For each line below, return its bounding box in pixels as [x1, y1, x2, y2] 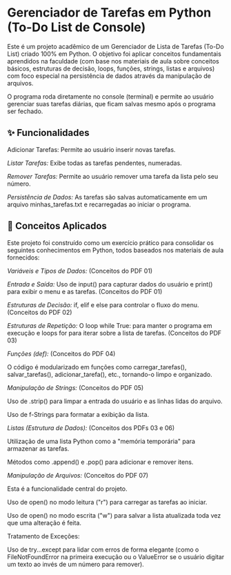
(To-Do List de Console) [7, 19, 146, 35]
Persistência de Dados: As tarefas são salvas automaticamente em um [7, 193, 208, 201]
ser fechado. [7, 107, 43, 115]
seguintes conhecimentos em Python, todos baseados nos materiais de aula [7, 246, 224, 254]
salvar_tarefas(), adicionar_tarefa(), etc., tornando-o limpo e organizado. [7, 370, 212, 378]
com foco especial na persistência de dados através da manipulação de [7, 71, 212, 80]
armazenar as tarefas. [7, 444, 70, 453]
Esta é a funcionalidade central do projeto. [7, 485, 128, 493]
